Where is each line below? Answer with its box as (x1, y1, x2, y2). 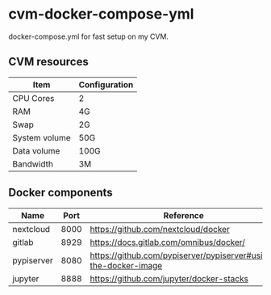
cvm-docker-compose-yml (8, 5, 194, 23)
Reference (163, 209, 204, 221)
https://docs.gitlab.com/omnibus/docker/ (90, 236, 246, 247)
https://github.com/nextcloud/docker (90, 223, 230, 234)
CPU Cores (12, 92, 55, 103)
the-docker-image (90, 259, 163, 271)
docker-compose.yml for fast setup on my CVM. (8, 32, 169, 41)
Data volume (12, 145, 60, 156)
